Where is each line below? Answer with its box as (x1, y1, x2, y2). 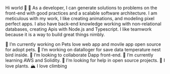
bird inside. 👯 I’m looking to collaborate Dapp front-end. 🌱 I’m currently (5, 52, 154, 58)
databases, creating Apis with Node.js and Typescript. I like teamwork (5, 26, 152, 32)
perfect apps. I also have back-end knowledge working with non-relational (5, 21, 162, 27)
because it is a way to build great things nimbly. (5, 32, 105, 37)
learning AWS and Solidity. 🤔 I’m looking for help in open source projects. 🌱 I (5, 57, 165, 63)
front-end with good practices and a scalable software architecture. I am (5, 10, 158, 16)
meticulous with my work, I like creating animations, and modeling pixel (5, 16, 155, 21)
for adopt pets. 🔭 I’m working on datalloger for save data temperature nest (5, 47, 161, 52)
